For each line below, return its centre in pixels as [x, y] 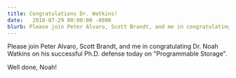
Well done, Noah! [32, 68]
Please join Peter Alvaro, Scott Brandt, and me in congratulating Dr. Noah [113, 47]
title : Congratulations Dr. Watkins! [63, 14]
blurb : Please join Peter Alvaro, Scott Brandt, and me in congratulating [119, 26]
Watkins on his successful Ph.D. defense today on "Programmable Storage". [117, 54]
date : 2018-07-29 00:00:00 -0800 [59, 20]
